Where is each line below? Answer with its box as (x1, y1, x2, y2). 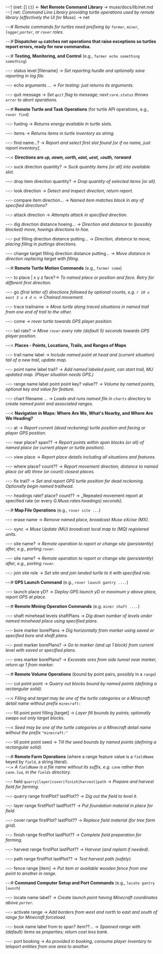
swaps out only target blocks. (5, 715, 65, 721)
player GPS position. (5, 430, 47, 436)
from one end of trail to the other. (5, 309, 72, 314)
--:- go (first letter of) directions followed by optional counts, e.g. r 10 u (5, 289, 150, 295)
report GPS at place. (5, 594, 47, 600)
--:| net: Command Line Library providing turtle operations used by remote (5, 9, 155, 15)
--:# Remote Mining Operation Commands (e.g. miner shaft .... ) (5, 604, 140, 609)
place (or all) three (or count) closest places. (5, 469, 95, 474)
